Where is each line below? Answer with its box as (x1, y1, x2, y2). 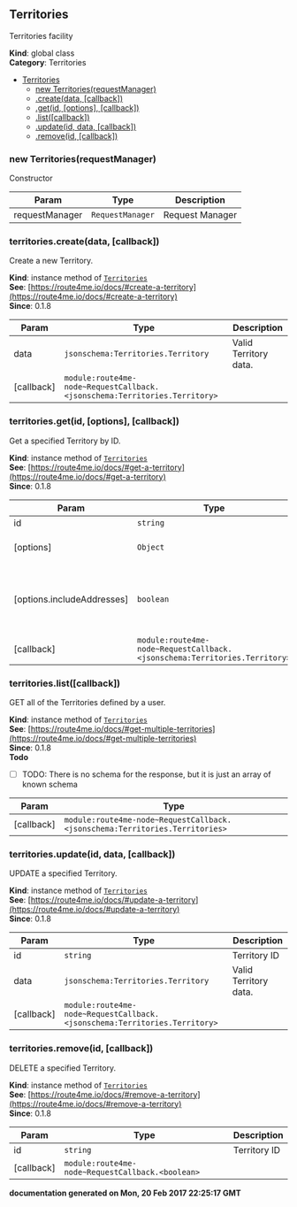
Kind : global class (9, 48, 75, 58)
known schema (21, 779, 78, 790)
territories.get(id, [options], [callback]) (9, 415, 179, 427)
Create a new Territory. (9, 256, 94, 266)
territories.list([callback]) (9, 677, 121, 689)
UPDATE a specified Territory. (9, 868, 118, 879)
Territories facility (9, 30, 73, 41)
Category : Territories (9, 57, 87, 67)
